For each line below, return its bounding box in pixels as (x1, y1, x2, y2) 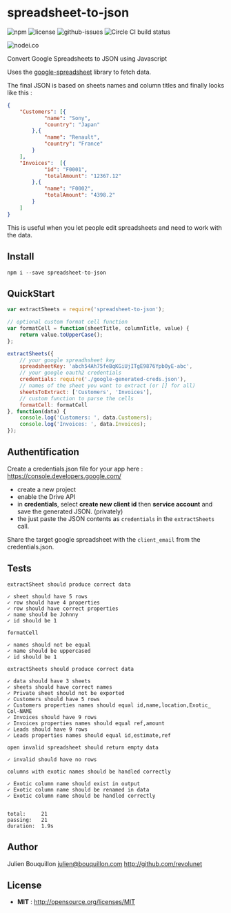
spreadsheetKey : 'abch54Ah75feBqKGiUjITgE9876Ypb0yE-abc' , (19, 363, 193, 370)
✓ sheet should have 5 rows (7, 593, 88, 600)
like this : (7, 88, 32, 97)
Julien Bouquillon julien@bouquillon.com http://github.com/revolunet (7, 859, 203, 867)
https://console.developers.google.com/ (7, 471, 122, 480)
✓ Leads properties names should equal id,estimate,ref (7, 732, 171, 739)
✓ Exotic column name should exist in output (7, 780, 140, 787)
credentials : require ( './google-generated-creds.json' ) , (19, 376, 187, 383)
